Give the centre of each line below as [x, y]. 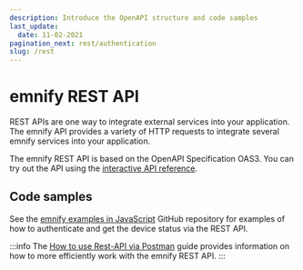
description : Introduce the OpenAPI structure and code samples [134, 18]
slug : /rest [32, 52]
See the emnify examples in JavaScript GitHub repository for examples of [147, 218]
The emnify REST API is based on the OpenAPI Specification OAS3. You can [151, 159]
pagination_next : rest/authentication [83, 43]
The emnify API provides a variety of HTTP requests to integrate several [145, 132]
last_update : [34, 26]
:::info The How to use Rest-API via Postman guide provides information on [149, 245]
